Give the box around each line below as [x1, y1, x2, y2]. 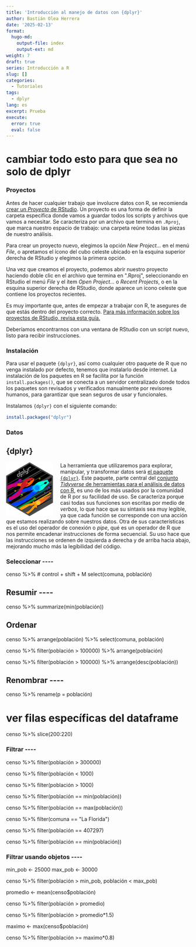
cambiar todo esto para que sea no [6, 153, 178, 166]
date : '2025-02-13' [6, 22, 54, 28]
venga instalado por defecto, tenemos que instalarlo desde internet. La [6, 366, 177, 373]
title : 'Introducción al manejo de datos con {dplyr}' [6, 9, 143, 15]
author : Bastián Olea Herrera [6, 15, 80, 22]
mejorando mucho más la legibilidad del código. [6, 542, 122, 550]
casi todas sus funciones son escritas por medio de [60, 499, 185, 506]
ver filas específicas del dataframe [6, 712, 178, 724]
